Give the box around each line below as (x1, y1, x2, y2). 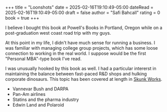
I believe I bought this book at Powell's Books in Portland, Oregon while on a (5, 25, 162, 31)
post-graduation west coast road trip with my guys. (5, 30, 111, 36)
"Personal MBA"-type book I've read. (5, 56, 82, 62)
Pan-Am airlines (12, 91, 46, 97)
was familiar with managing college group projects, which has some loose (5, 45, 158, 51)
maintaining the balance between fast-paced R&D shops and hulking (5, 71, 147, 77)
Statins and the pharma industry (12, 96, 79, 102)
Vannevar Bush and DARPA (12, 86, 69, 92)
